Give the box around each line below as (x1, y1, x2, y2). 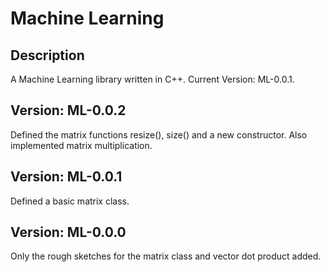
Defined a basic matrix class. (10, 195, 130, 207)
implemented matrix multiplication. (10, 139, 153, 151)
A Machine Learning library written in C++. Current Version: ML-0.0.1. (10, 73, 295, 85)
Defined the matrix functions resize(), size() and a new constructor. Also (10, 128, 308, 141)
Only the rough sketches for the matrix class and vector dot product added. (10, 250, 322, 262)
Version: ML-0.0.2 (10, 102, 127, 119)
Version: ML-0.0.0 (10, 224, 127, 241)
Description (10, 47, 85, 64)
